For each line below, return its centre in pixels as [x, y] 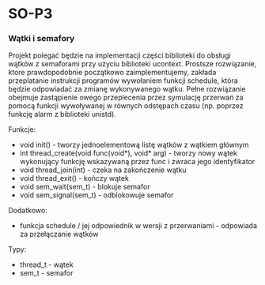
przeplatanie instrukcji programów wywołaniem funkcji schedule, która [123, 81]
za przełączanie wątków [59, 234]
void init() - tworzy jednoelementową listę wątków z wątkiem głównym [134, 145]
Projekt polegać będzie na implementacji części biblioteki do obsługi [119, 55]
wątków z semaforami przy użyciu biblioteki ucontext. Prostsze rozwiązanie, [132, 64]
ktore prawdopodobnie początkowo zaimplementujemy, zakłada [112, 73]
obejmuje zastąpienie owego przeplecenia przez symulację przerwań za [126, 97]
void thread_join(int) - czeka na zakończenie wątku [103, 170]
